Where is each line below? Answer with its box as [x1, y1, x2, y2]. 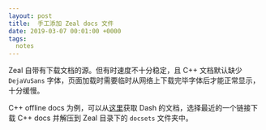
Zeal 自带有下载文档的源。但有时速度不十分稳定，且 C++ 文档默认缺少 [8, 66, 242, 76]
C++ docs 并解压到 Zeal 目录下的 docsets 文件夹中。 [17, 113, 193, 123]
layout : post [8, 11, 53, 20]
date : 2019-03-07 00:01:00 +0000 [8, 27, 122, 35]
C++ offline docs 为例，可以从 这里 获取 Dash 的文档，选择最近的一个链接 [8, 103, 251, 113]
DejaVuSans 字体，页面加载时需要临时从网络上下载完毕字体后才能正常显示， [8, 76, 260, 85]
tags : [8, 34, 27, 43]
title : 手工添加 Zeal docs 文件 [8, 19, 114, 28]
